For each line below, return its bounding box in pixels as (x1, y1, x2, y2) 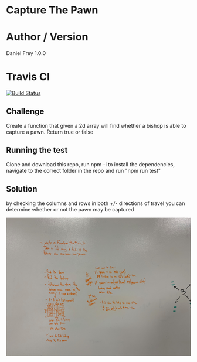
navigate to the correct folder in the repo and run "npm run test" (6, 167, 161, 174)
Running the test (6, 145, 68, 155)
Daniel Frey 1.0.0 (6, 50, 46, 57)
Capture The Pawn (6, 4, 98, 17)
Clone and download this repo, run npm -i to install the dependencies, (6, 160, 175, 168)
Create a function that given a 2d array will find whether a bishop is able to (6, 122, 186, 129)
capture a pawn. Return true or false (6, 128, 94, 135)
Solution (6, 184, 38, 194)
